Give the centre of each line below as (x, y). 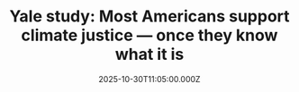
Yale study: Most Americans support (149, 17)
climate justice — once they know (149, 35)
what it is (149, 54)
